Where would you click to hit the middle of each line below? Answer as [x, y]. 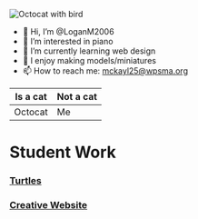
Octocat [31, 112]
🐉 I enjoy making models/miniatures [89, 60]
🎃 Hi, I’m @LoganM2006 [69, 31]
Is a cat [31, 97]
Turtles [26, 181]
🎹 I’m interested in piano [68, 41]
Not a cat [77, 97]
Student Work [63, 152]
